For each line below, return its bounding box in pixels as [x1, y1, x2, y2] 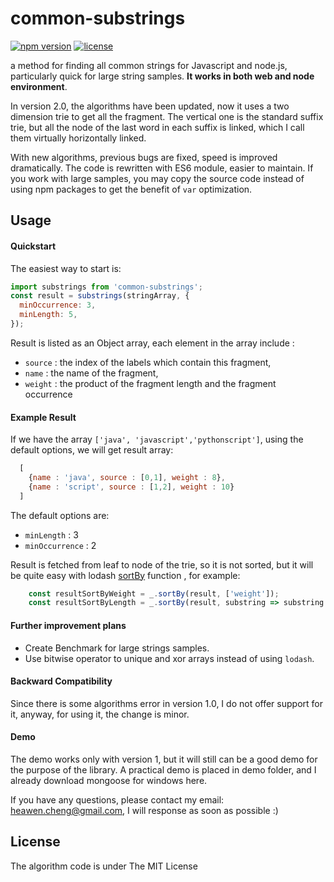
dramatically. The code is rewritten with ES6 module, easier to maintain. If [10, 162, 314, 174]
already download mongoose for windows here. [10, 774, 208, 786]
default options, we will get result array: [10, 444, 174, 456]
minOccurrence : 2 [24, 539, 97, 551]
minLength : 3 [24, 528, 79, 541]
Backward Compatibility [10, 675, 113, 687]
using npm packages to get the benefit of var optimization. [10, 183, 253, 195]
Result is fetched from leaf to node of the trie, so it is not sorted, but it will [10, 558, 314, 571]
